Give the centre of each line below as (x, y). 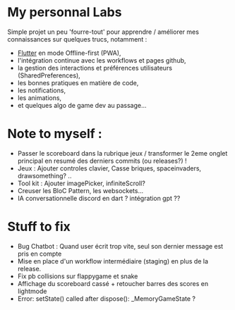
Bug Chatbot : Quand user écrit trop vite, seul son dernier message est (120, 246)
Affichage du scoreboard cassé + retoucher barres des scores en (113, 283)
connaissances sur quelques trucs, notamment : (77, 39)
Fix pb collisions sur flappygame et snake (78, 276)
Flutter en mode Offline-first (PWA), (69, 53)
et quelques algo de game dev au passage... (82, 105)
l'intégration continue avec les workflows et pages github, (102, 60)
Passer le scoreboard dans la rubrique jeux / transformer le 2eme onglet (122, 153)
